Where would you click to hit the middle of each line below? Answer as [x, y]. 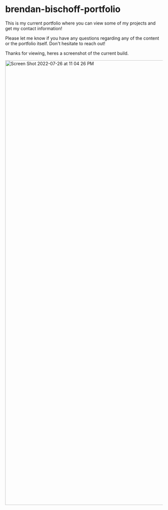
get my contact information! [34, 28]
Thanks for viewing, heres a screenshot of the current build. [67, 53]
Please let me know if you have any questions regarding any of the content [82, 38]
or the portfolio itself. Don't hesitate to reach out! [55, 43]
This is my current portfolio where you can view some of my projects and [80, 23]
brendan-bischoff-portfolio [63, 9]
